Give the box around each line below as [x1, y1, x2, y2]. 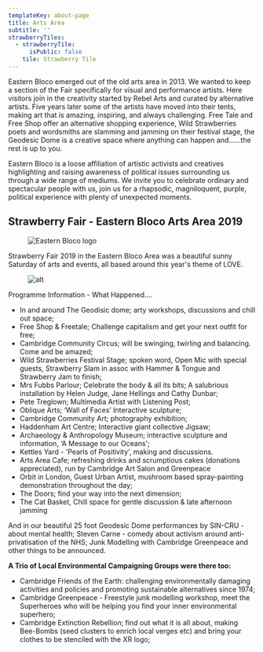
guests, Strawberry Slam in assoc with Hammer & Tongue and [19, 363, 221, 373]
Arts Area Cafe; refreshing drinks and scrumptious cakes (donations [19, 455, 241, 464]
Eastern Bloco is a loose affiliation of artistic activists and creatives [8, 159, 225, 168]
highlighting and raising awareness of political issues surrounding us [8, 167, 230, 177]
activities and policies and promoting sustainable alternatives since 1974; [19, 584, 256, 594]
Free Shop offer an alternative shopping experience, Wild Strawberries [8, 119, 237, 128]
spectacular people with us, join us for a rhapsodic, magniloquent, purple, [8, 184, 247, 193]
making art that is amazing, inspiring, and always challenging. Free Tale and [8, 110, 253, 119]
